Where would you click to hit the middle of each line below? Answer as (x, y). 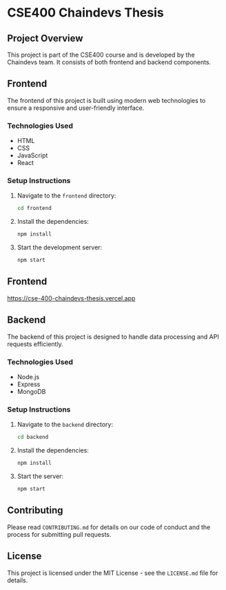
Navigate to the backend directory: (65, 425)
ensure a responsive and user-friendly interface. (76, 108)
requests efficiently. (35, 344)
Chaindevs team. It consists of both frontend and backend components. (109, 62)
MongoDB (31, 391)
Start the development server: (60, 247)
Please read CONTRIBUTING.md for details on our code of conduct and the (109, 527)
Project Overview (45, 38)
